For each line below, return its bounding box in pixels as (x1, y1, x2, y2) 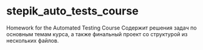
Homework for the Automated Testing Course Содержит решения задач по (6, 24, 197, 31)
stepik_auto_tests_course (6, 4, 139, 18)
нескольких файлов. (6, 37, 59, 44)
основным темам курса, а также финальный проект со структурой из (6, 30, 188, 37)
